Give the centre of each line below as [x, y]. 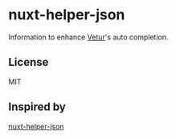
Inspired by [37, 107]
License [29, 62]
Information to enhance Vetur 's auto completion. [88, 37]
